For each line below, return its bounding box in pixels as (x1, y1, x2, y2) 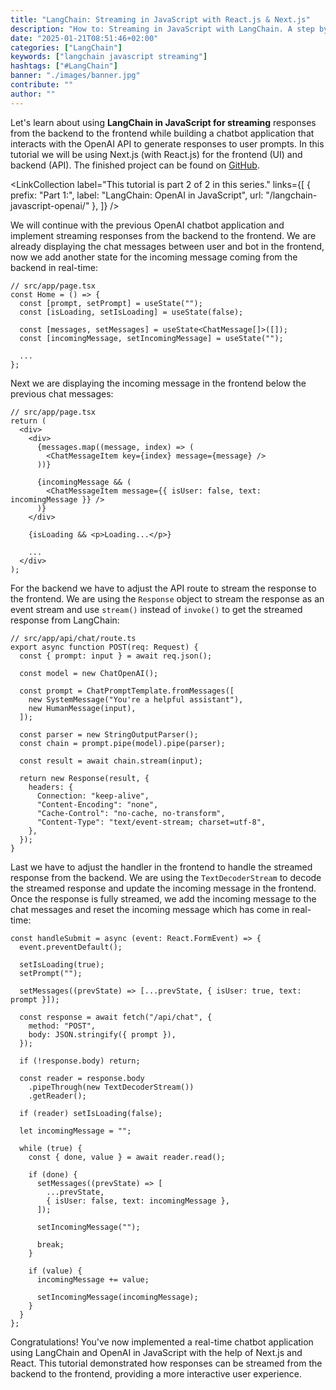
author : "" (10, 89, 56, 99)
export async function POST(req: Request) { (10, 642, 199, 652)
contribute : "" (10, 80, 74, 90)
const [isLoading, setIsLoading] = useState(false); (19, 307, 244, 317)
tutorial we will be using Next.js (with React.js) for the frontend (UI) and (10, 148, 303, 160)
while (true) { (19, 1143, 83, 1153)
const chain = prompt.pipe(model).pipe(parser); (19, 738, 226, 748)
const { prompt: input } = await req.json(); (19, 651, 213, 661)
